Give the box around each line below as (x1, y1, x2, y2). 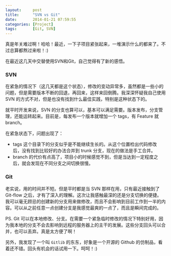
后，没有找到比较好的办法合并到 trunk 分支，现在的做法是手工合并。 (12, 148, 156, 154)
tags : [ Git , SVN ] (5, 26, 56, 32)
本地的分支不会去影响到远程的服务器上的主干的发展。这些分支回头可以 (14, 222, 161, 228)
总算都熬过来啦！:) (9, 47, 49, 53)
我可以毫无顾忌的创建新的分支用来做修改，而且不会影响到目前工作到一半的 (5, 198, 161, 204)
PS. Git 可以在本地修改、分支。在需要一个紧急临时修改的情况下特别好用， (5, 215, 159, 221)
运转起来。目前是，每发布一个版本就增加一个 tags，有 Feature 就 (22, 113, 159, 120)
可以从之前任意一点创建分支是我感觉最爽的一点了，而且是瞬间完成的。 (14, 205, 161, 211)
